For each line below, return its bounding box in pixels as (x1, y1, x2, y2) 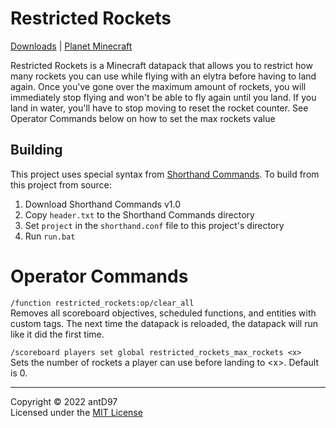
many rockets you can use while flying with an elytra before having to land (10, 70, 317, 82)
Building (10, 142, 63, 159)
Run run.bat (24, 230, 76, 242)
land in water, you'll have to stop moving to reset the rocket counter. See (10, 102, 309, 114)
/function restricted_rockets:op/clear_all (10, 298, 195, 308)
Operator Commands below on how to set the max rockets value (10, 112, 276, 124)
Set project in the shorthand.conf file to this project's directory (24, 219, 285, 231)
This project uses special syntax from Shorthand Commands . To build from (10, 168, 320, 180)
